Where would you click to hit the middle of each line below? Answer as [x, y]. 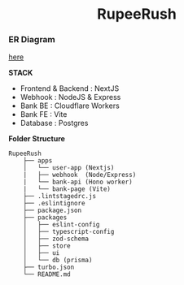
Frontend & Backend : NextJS [70, 89]
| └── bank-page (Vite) [67, 189]
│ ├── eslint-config [61, 225]
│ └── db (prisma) [58, 261]
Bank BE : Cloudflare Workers [70, 106]
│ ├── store [47, 246]
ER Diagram [32, 40]
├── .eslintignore [54, 204]
